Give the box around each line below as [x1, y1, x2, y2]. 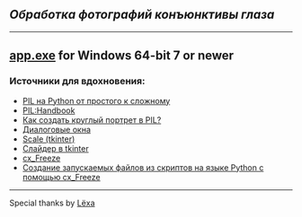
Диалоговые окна [22, 124, 92, 135]
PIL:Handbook [22, 105, 75, 116]
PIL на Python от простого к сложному [22, 95, 171, 106]
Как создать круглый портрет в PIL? [22, 114, 162, 125]
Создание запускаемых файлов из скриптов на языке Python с [22, 161, 264, 173]
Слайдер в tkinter [22, 143, 89, 153]
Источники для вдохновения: [9, 75, 146, 88]
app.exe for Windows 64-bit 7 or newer [9, 48, 235, 64]
